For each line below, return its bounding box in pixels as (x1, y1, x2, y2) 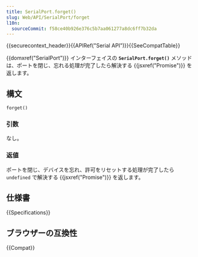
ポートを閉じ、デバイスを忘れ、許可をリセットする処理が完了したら (6, 166, 175, 173)
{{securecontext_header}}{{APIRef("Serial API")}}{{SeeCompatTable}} (6, 42, 181, 49)
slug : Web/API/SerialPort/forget (6, 14, 90, 20)
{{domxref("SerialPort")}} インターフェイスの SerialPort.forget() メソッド (6, 55, 193, 62)
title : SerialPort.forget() (6, 8, 77, 15)
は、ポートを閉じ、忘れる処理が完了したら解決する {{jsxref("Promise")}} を (6, 62, 193, 69)
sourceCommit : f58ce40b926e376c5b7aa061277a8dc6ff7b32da (11, 25, 157, 32)
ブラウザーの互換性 (6, 228, 77, 238)
